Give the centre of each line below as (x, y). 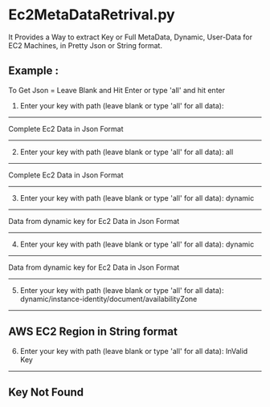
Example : (33, 71)
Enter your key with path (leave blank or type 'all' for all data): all (127, 152)
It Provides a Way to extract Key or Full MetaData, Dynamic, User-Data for (131, 37)
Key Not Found (46, 392)
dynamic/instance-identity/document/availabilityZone (108, 299)
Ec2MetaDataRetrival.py (92, 15)
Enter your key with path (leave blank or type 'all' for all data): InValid (134, 351)
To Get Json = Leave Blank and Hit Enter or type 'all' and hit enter (117, 90)
